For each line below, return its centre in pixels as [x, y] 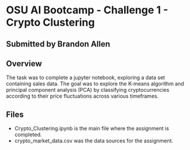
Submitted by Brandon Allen [58, 44]
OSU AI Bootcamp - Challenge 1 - [87, 10]
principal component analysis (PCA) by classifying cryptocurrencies [88, 90]
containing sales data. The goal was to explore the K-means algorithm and [95, 84]
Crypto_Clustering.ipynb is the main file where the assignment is [92, 128]
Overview [24, 64]
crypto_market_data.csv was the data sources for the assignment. [94, 141]
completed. [28, 135]
